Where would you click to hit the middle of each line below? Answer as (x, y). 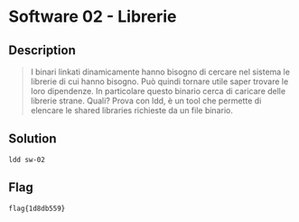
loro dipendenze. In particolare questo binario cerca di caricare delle (158, 91)
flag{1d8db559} (37, 208)
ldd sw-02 (27, 159)
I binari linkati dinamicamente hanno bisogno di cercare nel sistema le (160, 72)
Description (42, 50)
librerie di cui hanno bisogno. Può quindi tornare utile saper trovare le (159, 82)
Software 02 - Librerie (93, 17)
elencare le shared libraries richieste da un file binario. (132, 110)
